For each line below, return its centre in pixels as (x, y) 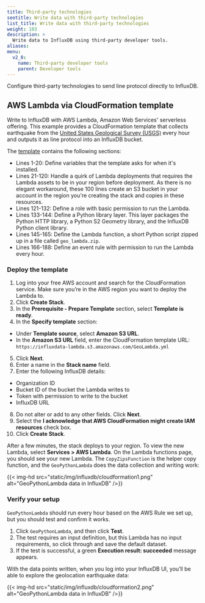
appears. (27, 557)
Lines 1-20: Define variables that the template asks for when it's (96, 163)
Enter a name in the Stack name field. (63, 365)
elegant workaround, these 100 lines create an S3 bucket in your (97, 189)
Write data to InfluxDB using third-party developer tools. (90, 40)
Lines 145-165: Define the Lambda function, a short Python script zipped (107, 234)
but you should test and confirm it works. (59, 519)
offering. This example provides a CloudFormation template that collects (98, 126)
